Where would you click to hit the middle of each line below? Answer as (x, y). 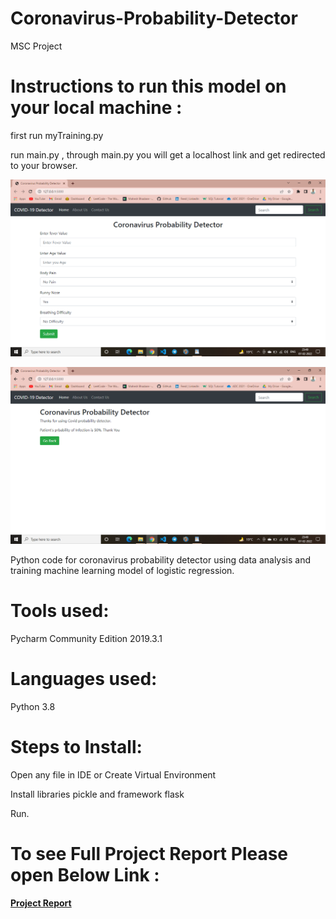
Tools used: (60, 611)
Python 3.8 (33, 706)
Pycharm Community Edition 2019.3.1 (86, 638)
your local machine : (96, 108)
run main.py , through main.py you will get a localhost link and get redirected (168, 154)
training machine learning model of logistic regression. (122, 570)
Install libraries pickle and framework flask (97, 794)
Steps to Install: (76, 746)
